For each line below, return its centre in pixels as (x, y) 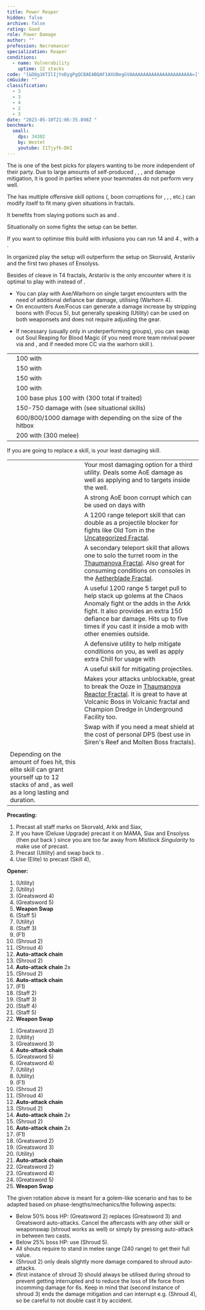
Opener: (18, 871)
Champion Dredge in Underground (134, 709)
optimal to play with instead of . (46, 282)
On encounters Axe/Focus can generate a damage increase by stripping (106, 306)
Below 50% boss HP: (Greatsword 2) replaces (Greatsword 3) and (98, 1216)
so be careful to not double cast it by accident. (74, 1300)
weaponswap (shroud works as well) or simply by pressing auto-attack (105, 1229)
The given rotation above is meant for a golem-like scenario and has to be (99, 1198)
